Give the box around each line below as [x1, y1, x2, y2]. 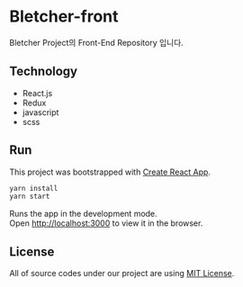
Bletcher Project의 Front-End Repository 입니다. [9, 37, 184, 48]
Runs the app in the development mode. [9, 209, 157, 220]
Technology [9, 64, 78, 79]
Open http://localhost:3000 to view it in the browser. [9, 218, 203, 229]
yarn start [9, 192, 50, 202]
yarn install [9, 184, 58, 193]
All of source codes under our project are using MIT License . [9, 268, 235, 279]
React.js [22, 87, 53, 98]
